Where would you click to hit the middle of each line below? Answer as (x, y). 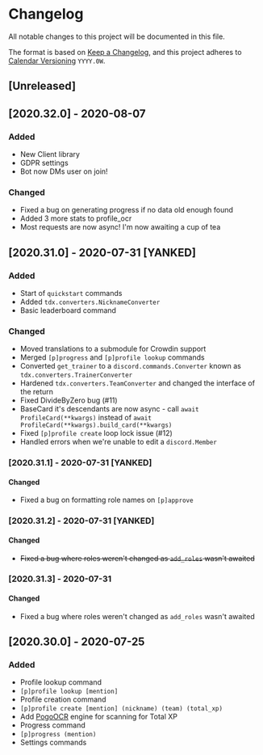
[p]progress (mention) (58, 735)
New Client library (50, 154)
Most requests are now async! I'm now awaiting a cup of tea (120, 227)
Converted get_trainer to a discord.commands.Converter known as (131, 366)
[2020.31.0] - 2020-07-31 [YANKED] (102, 253)
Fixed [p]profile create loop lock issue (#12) (96, 433)
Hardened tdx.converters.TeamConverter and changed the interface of (138, 383)
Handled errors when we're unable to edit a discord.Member (119, 442)
